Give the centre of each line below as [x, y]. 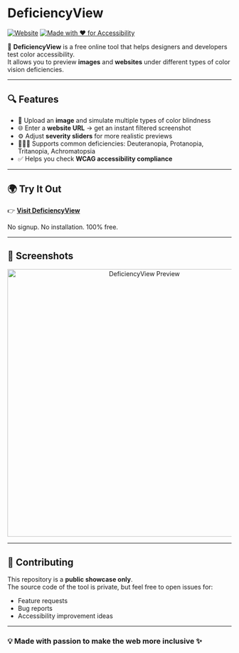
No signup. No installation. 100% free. [63, 227]
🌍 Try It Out [34, 189]
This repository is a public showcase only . [70, 579]
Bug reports [35, 609]
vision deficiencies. [36, 69]
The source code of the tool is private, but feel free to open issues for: [110, 587]
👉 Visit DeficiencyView [44, 210]
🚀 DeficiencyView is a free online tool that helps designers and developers [117, 46]
